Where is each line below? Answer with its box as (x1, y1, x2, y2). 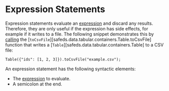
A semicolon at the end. (12, 81, 62, 87)
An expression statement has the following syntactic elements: (5, 66, 136, 72)
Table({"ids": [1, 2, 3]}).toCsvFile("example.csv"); (5, 57, 121, 62)
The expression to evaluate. (12, 75, 71, 81)
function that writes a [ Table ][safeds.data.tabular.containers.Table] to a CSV (5, 41, 164, 48)
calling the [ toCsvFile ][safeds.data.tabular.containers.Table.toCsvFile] (5, 36, 152, 42)
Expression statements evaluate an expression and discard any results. (5, 20, 153, 26)
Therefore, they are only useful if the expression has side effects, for (5, 25, 148, 31)
